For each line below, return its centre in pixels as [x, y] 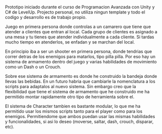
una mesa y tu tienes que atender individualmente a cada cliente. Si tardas [80, 37]
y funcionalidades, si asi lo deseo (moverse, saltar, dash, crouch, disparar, [79, 121]
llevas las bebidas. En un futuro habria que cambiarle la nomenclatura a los [80, 81]
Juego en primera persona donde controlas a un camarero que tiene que [78, 27]
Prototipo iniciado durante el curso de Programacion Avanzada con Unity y [80, 7]
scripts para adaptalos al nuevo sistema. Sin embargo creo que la [71, 86]
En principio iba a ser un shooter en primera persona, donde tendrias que [79, 51]
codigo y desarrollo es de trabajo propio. [46, 17]
